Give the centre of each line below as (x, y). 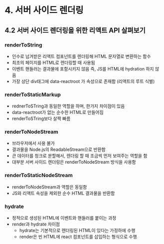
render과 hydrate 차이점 (36, 224)
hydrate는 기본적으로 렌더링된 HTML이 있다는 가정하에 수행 (77, 230)
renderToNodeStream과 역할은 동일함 (49, 187)
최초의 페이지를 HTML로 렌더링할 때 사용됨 (53, 62)
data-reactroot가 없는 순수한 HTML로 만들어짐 (58, 112)
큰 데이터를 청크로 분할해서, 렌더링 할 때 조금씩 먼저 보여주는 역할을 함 (80, 156)
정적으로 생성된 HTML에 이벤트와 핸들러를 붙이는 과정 (64, 218)
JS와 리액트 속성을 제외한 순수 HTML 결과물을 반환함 (63, 193)
